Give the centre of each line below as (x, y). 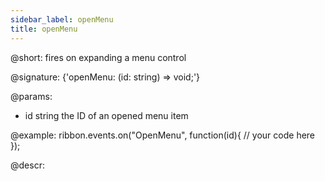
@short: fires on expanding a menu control (98, 57)
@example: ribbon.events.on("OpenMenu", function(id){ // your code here (163, 135)
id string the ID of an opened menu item (106, 115)
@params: (31, 96)
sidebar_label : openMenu (62, 19)
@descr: (27, 165)
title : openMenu (44, 29)
